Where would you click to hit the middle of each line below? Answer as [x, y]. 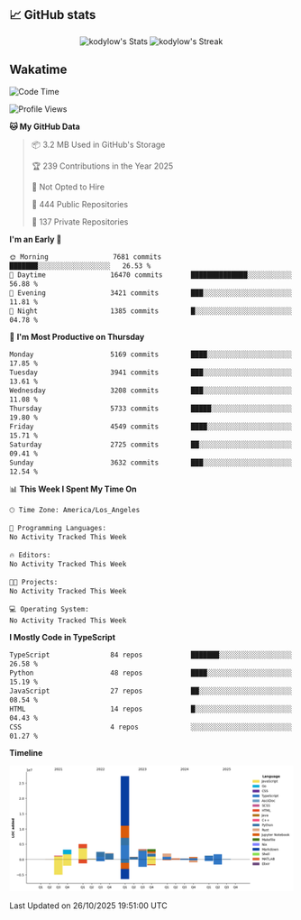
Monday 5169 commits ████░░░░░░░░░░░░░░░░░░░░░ [151, 354]
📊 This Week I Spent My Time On [73, 489]
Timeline [26, 752]
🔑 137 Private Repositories [80, 221]
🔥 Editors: [30, 555]
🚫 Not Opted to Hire [68, 187]
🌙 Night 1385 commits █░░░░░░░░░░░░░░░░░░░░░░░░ [151, 311]
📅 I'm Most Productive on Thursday [77, 336]
